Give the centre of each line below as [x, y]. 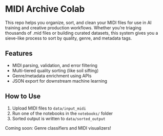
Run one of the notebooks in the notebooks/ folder [62, 113]
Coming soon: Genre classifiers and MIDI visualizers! [58, 128]
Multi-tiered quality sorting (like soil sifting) [55, 70]
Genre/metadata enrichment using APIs [52, 76]
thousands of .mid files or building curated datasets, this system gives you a [82, 33]
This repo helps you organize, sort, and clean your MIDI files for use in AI [78, 23]
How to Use [23, 96]
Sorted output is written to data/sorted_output [59, 118]
